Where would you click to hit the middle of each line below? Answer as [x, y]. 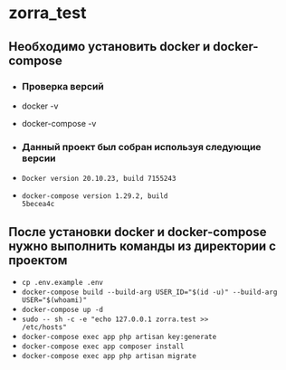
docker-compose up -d [62, 309]
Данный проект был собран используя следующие [141, 147]
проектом [38, 260]
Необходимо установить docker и [110, 47]
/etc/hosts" [44, 327]
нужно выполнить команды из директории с [143, 246]
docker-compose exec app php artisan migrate [109, 356]
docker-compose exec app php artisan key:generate [119, 337]
